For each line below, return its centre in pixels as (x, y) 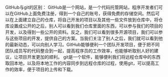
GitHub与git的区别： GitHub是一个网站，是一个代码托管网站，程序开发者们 (82, 7)
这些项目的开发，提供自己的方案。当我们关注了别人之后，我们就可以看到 (84, 38)
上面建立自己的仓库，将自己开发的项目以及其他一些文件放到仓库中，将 (86, 20)
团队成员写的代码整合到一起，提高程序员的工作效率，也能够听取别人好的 (79, 51)
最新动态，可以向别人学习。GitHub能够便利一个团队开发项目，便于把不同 (84, 44)
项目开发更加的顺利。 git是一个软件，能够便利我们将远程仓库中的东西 (89, 57)
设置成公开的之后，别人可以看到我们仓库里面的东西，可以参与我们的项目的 (86, 26)
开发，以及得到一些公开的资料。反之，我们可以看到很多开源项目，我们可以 (82, 32)
